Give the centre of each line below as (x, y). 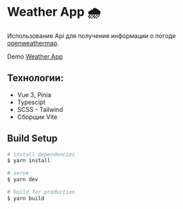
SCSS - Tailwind (40, 109)
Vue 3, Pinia (34, 94)
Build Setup (32, 138)
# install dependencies (41, 155)
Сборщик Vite (37, 117)
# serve (18, 173)
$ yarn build (26, 198)
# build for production (41, 192)
